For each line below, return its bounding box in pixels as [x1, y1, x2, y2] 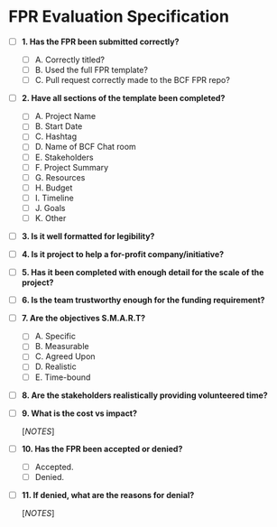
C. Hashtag [34, 131, 78, 142]
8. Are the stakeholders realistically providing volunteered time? [21, 390, 268, 401]
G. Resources [34, 171, 86, 182]
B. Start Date [34, 121, 83, 132]
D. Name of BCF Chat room [34, 142, 136, 153]
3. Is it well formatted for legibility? [21, 230, 155, 241]
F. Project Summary [34, 162, 109, 172]
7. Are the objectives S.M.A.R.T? [21, 313, 146, 324]
